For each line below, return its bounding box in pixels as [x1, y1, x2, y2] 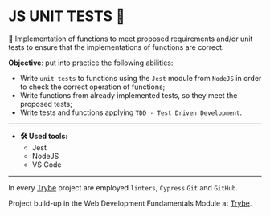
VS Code [31, 160, 62, 169]
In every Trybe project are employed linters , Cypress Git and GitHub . [8, 182, 239, 192]
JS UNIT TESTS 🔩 [8, 7, 126, 26]
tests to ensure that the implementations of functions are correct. [8, 42, 224, 51]
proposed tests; [19, 99, 72, 108]
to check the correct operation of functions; [19, 82, 166, 92]
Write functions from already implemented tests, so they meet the [19, 90, 238, 100]
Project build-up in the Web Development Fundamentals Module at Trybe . [8, 198, 252, 208]
